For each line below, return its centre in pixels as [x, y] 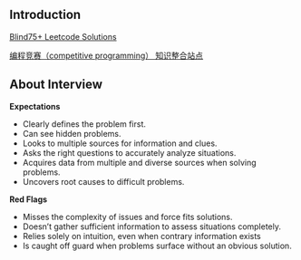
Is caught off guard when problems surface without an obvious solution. [157, 246]
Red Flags [29, 199]
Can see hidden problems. [72, 133]
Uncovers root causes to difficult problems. [103, 181]
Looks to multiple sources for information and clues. [120, 143]
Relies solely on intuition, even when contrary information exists [141, 236]
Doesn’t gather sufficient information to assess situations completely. [152, 226]
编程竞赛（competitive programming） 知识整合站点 [107, 55]
